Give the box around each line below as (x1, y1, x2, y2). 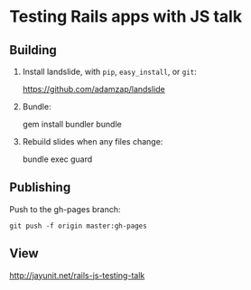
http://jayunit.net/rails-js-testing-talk (9, 269, 145, 281)
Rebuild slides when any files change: (22, 136, 163, 146)
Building (9, 42, 57, 58)
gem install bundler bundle (22, 119, 122, 129)
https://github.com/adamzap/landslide (22, 84, 165, 94)
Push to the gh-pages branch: (9, 203, 121, 214)
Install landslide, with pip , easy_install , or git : (22, 66, 197, 77)
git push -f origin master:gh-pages (9, 221, 147, 230)
